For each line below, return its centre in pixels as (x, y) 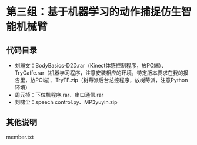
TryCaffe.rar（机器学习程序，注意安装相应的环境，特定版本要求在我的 (99, 73)
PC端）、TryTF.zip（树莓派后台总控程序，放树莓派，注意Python (111, 80)
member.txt (20, 137)
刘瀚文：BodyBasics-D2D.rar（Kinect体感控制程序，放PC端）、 (91, 65)
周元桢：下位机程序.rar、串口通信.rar (59, 95)
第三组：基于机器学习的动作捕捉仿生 (94, 12)
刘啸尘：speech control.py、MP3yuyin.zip (66, 102)
